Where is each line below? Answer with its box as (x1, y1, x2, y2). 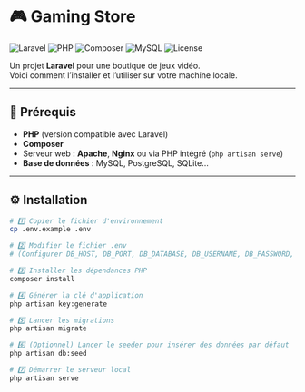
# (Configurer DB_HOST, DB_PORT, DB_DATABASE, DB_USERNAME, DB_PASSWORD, (9, 250, 295, 259)
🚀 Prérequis (9, 104, 77, 120)
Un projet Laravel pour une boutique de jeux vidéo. (9, 60, 202, 71)
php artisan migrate (9, 324, 88, 333)
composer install (9, 274, 75, 283)
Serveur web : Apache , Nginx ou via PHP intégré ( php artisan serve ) (22, 148, 284, 159)
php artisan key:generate (9, 299, 107, 309)
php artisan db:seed (9, 349, 88, 358)
